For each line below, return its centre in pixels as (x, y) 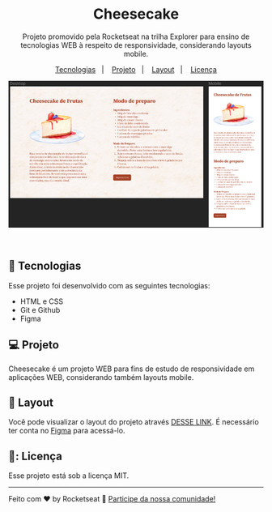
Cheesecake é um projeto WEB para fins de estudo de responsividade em (132, 369)
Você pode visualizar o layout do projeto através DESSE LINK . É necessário (134, 422)
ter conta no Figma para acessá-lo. (67, 431)
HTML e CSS (42, 301)
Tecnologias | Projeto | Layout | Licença (136, 69)
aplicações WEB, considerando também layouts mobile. (101, 377)
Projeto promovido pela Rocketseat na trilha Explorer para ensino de (136, 36)
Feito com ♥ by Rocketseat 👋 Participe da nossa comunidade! (112, 499)
